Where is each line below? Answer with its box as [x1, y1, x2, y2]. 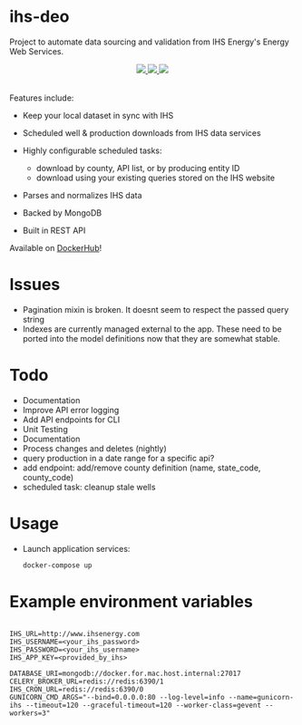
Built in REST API [22, 225, 86, 236]
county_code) [22, 471, 74, 482]
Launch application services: [22, 543, 131, 554]
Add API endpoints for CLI [22, 414, 121, 425]
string [22, 314, 45, 324]
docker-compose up [22, 560, 93, 570]
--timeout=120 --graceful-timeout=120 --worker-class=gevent [25, 701, 261, 710]
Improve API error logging [22, 404, 120, 415]
